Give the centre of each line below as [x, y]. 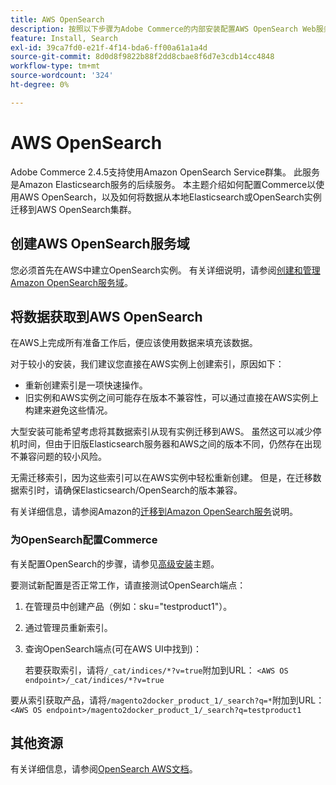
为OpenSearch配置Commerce [84, 540]
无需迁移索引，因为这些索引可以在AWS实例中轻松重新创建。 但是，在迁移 [161, 478]
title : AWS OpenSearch [57, 19]
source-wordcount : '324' [62, 76]
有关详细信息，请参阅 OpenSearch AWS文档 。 [104, 769]
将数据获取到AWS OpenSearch [106, 316]
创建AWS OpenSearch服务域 [100, 244]
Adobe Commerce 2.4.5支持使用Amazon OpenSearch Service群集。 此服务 [165, 172]
